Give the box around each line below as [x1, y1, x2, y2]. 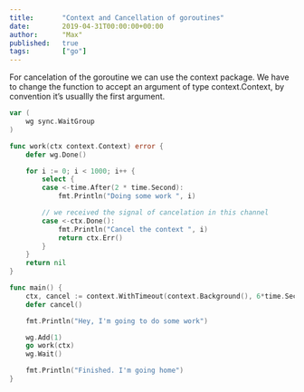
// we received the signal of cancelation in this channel [42, 208, 270, 217]
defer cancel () [25, 300, 83, 309]
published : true [9, 38, 79, 48]
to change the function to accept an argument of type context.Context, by [9, 81, 285, 92]
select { [42, 175, 75, 184]
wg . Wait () [25, 349, 63, 359]
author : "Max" [9, 30, 83, 39]
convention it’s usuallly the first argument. [9, 91, 166, 102]
